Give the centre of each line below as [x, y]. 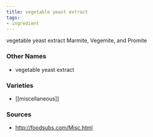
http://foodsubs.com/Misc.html [54, 128]
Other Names [26, 57]
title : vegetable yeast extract [47, 12]
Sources [19, 114]
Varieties [20, 85]
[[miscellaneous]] [37, 99]
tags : [13, 18]
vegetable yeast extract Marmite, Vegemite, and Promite [77, 41]
